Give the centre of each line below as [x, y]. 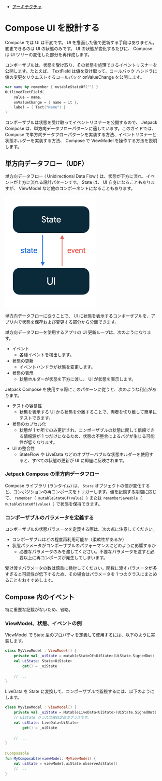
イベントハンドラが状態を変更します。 [57, 367]
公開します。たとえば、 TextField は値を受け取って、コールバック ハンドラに [81, 71]
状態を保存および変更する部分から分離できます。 [70, 322]
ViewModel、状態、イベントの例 [44, 623]
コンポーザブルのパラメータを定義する [50, 518]
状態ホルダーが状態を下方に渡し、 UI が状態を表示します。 [78, 379]
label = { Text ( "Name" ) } [40, 107]
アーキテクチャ [27, 7]
